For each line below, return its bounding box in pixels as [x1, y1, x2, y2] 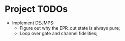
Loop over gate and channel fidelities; [19, 30, 98, 36]
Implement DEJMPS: [12, 20, 55, 26]
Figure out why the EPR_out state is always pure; [19, 25, 120, 31]
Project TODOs [5, 3, 68, 15]
